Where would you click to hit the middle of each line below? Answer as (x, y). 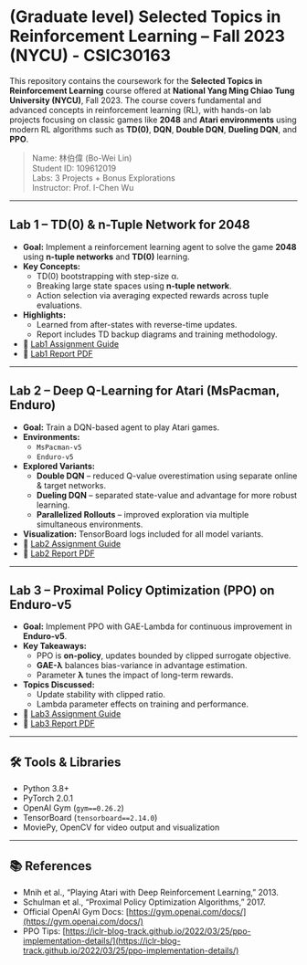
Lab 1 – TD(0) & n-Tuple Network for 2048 (130, 225)
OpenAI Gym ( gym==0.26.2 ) (74, 808)
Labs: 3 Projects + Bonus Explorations (103, 178)
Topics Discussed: (58, 685)
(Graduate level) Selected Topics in (145, 17)
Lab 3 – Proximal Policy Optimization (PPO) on (142, 590)
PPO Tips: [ (44, 931)
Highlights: (44, 315)
